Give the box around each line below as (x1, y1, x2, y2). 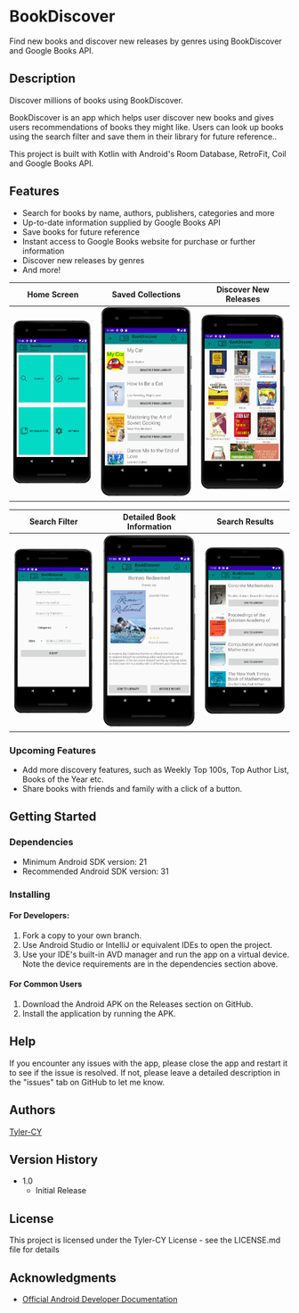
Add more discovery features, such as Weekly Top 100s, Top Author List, (21, 764, 289, 775)
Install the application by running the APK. (21, 1008, 176, 1018)
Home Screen (27, 288, 79, 300)
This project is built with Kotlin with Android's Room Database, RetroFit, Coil (9, 148, 287, 159)
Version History (9, 1151, 98, 1167)
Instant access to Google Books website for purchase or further (21, 236, 256, 246)
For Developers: (9, 910, 69, 921)
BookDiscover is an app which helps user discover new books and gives (9, 112, 274, 122)
